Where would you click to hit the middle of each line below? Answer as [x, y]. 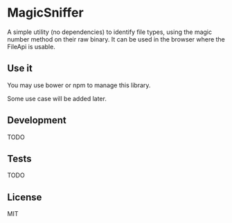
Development [37, 120]
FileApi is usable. [31, 46]
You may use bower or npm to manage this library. [79, 85]
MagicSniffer [46, 13]
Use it [20, 68]
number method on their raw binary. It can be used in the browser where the [116, 39]
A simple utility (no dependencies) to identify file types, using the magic [110, 32]
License [25, 197]
